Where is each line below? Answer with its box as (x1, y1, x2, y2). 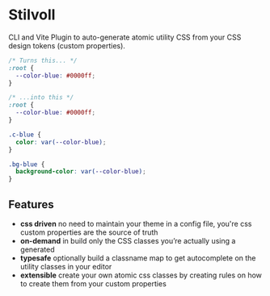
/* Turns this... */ (8, 56, 78, 65)
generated (19, 244, 55, 254)
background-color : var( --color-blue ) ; (15, 168, 147, 176)
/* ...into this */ (8, 94, 74, 102)
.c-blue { (8, 131, 42, 139)
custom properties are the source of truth (19, 227, 158, 237)
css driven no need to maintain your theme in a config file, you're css (19, 219, 252, 228)
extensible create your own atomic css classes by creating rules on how (19, 270, 263, 280)
